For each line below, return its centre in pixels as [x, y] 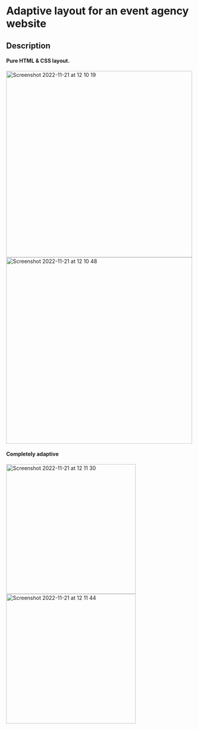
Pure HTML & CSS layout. [38, 61]
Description [28, 46]
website [26, 24]
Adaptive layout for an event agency [98, 11]
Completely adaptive [32, 454]
